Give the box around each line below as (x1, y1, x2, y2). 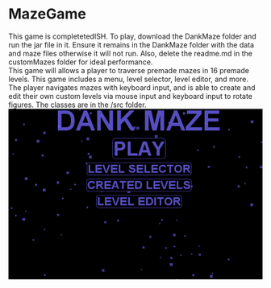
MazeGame (8, 5, 86, 23)
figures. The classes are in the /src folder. (8, 100, 147, 109)
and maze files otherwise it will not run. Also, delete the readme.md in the (8, 48, 252, 58)
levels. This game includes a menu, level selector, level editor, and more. (8, 74, 248, 84)
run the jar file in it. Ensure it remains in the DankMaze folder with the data (8, 39, 255, 49)
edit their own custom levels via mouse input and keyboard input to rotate (8, 91, 252, 101)
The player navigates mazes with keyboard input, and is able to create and (8, 82, 256, 93)
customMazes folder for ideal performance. (8, 57, 153, 67)
